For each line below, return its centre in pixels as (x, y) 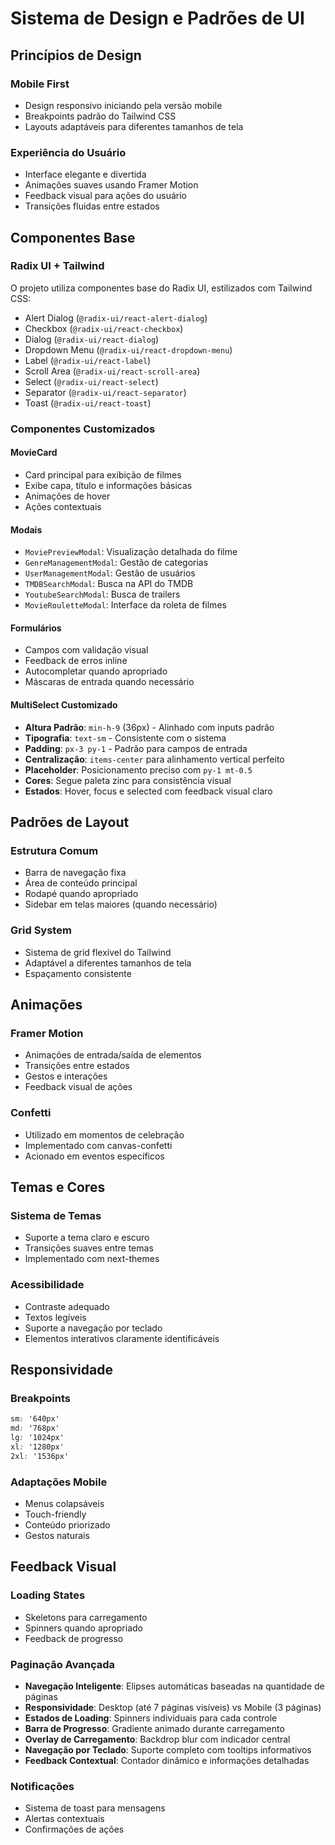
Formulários (36, 628)
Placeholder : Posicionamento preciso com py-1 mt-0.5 (138, 769)
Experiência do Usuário (68, 152)
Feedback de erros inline (76, 661)
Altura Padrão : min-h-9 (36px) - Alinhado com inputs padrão (149, 727)
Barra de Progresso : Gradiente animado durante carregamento (154, 1728)
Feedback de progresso (74, 1638)
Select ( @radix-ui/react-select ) (91, 381)
